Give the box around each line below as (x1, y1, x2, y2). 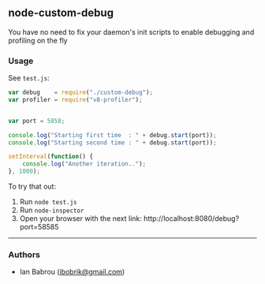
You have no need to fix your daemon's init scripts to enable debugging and (8, 27, 255, 36)
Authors (8, 249, 41, 260)
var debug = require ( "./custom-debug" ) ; (8, 88, 154, 97)
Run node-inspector (19, 205, 84, 215)
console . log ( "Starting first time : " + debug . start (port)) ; (8, 131, 217, 139)
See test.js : (8, 73, 50, 83)
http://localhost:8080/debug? (143, 214, 240, 223)
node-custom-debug (8, 6, 114, 20)
